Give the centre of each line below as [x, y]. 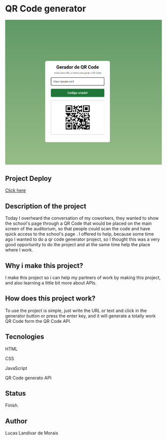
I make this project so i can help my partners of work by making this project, [83, 278]
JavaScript [16, 368]
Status [16, 393]
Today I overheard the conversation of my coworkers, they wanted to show [82, 218]
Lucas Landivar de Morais [32, 433]
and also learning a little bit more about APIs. [51, 283]
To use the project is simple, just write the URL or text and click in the [76, 310]
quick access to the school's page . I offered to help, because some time [80, 234]
